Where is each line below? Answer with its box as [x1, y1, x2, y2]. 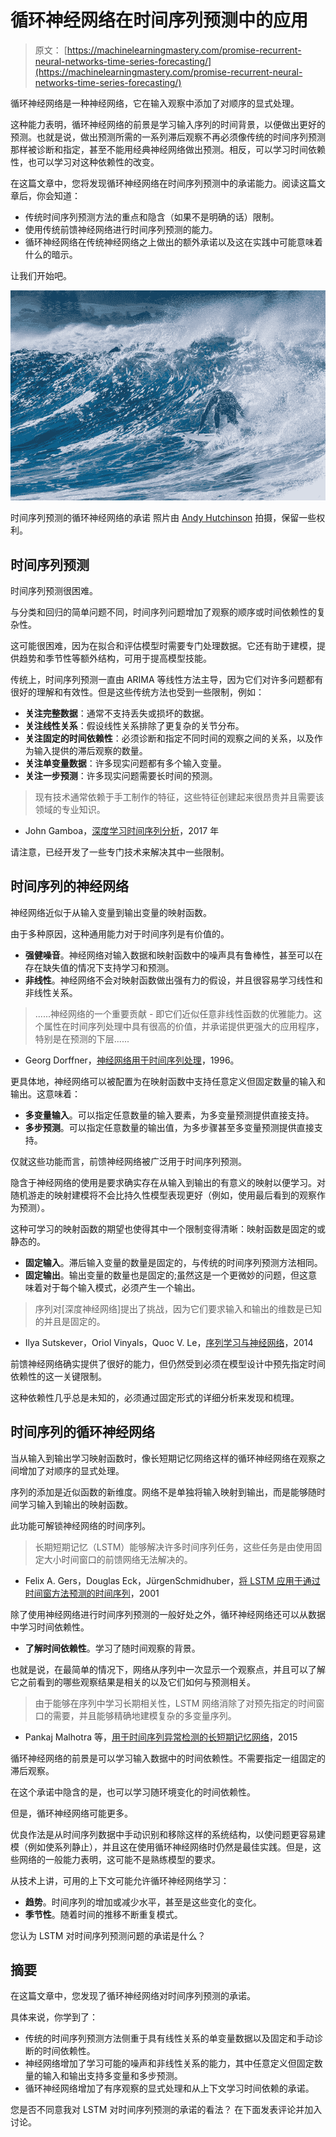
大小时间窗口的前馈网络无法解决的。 [43, 1553, 193, 1565]
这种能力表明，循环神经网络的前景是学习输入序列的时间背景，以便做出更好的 [10, 118, 326, 130]
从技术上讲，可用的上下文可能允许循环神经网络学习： [10, 1874, 230, 1886]
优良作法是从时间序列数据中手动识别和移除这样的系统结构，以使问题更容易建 [10, 1828, 326, 1840]
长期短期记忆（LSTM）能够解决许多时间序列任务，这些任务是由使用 [34, 1541, 314, 1553]
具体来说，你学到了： [10, 2011, 98, 2023]
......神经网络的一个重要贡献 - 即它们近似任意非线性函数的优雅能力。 [34, 1007, 314, 1020]
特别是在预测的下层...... [34, 1032, 130, 1045]
